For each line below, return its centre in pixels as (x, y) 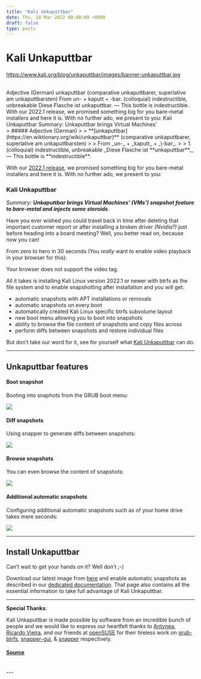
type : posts (21, 28)
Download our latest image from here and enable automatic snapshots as (96, 578)
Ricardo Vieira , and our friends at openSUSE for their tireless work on (92, 632)
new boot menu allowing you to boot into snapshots (78, 318)
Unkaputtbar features (47, 367)
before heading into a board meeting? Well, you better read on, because (95, 234)
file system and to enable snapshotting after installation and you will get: (95, 287)
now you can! (23, 240)
